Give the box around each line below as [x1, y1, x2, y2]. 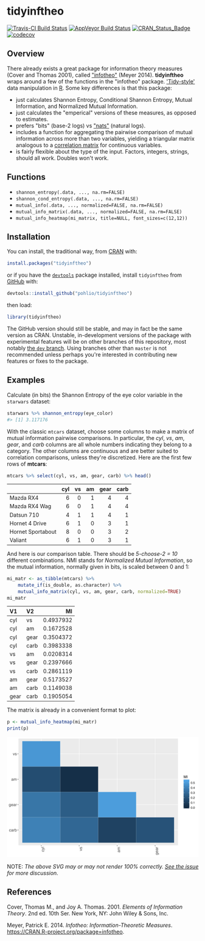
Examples [7, 375, 45, 385]
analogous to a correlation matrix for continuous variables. [15, 141, 163, 149]
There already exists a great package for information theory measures [7, 65, 183, 72]
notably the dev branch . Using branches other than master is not [7, 344, 167, 352]
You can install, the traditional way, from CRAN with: [7, 248, 137, 255]
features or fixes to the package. [7, 358, 89, 364]
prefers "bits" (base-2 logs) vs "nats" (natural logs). [15, 122, 145, 129]
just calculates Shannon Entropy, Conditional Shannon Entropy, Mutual [15, 96, 192, 103]
